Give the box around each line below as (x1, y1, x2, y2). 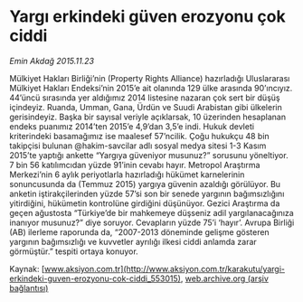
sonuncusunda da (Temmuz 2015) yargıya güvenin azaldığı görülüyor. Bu (9, 178, 281, 189)
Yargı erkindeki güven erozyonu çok (9, 6, 287, 27)
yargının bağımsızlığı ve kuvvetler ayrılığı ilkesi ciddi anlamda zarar (9, 236, 258, 247)
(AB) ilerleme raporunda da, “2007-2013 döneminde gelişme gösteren (9, 226, 270, 237)
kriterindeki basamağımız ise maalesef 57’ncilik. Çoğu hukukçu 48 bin (9, 130, 270, 141)
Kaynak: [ (9, 263, 45, 274)
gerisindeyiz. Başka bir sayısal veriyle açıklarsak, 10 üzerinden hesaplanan (9, 111, 287, 122)
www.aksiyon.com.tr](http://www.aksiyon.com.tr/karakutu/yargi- (43, 263, 285, 274)
